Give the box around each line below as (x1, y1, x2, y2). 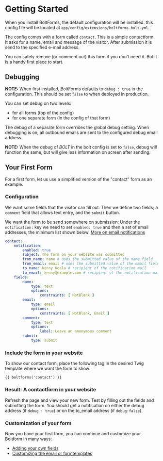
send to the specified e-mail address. (5, 44, 80, 50)
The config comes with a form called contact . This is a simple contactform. (5, 34, 155, 40)
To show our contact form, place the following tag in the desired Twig (5, 361, 144, 366)
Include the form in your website (5, 349, 83, 356)
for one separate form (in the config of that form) (12, 115, 110, 121)
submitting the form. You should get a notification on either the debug (5, 402, 145, 408)
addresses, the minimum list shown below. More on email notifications (5, 229, 146, 235)
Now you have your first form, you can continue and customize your (5, 430, 141, 436)
